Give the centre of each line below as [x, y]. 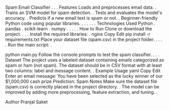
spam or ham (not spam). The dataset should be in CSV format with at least [84, 65]
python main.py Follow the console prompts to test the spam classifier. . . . [82, 54]
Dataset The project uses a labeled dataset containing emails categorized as [85, 60]
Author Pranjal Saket [26, 102]
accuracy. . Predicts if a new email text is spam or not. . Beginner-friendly [81, 18]
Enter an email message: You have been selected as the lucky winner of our [84, 76]
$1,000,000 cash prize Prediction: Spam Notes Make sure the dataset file [81, 81]
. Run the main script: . [29, 45]
